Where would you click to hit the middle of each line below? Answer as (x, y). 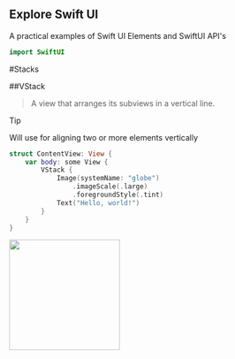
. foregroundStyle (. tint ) (118, 195)
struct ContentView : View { (61, 154)
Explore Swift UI (54, 15)
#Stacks (24, 69)
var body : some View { (67, 162)
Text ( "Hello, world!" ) (98, 202)
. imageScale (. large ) (110, 187)
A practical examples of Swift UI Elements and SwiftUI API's (118, 35)
